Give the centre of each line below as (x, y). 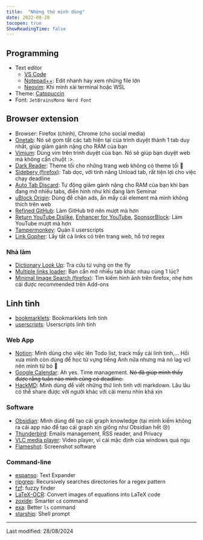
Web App (20, 340)
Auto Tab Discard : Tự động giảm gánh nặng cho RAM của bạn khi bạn (102, 184)
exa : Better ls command (45, 507)
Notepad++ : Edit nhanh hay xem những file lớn (82, 81)
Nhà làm (19, 252)
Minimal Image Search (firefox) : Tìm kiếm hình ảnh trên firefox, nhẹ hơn (104, 278)
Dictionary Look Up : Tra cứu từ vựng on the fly (73, 265)
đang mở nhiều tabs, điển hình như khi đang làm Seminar (86, 191)
